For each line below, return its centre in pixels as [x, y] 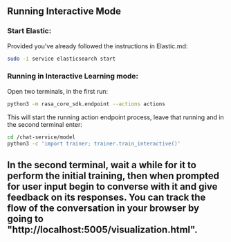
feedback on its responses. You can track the [107, 197]
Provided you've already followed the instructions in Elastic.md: [98, 46]
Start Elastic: [29, 31]
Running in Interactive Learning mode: [73, 77]
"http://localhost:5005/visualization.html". [102, 229]
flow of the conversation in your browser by [103, 208]
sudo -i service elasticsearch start [62, 59]
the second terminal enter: [45, 124]
